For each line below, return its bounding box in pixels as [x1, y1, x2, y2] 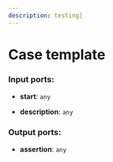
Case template [8, 45, 106, 63]
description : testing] [8, 11, 83, 20]
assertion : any [19, 145, 67, 154]
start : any [19, 92, 51, 101]
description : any [19, 107, 73, 117]
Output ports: [8, 127, 62, 138]
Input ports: [8, 73, 55, 85]
